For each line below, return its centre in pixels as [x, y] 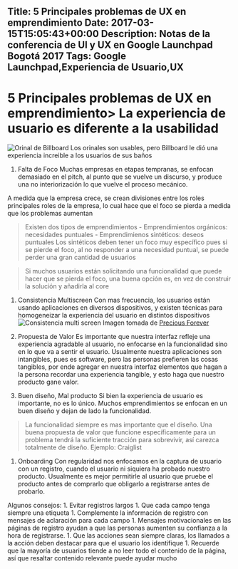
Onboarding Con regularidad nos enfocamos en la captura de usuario [120, 461]
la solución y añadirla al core [67, 286]
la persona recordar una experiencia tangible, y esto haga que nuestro [121, 375]
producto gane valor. [48, 382]
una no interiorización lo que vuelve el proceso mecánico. [103, 184]
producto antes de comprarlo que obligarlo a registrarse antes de [114, 484]
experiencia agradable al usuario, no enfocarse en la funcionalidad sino [123, 344]
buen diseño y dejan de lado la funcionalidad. [84, 411]
